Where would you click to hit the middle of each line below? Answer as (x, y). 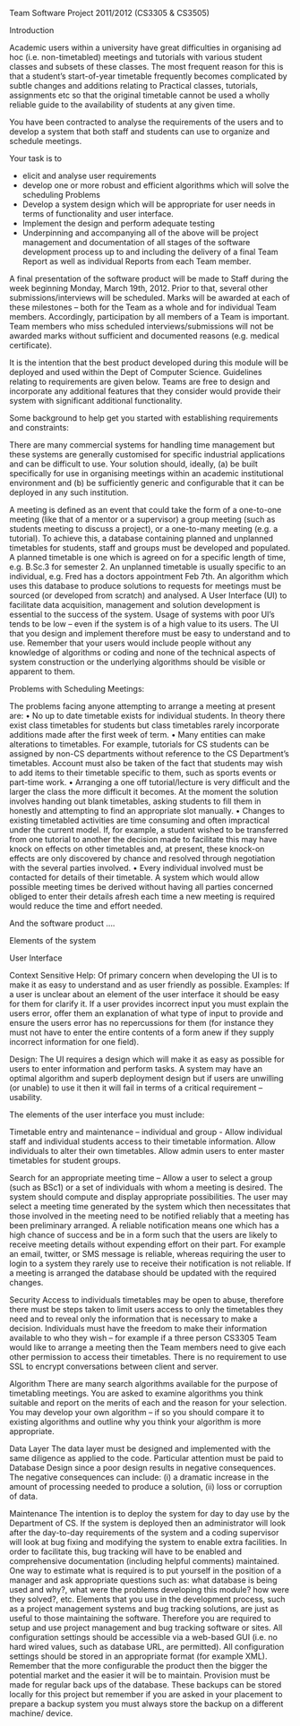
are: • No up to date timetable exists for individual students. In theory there (147, 716)
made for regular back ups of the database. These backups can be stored (146, 1685)
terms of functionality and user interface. (98, 214)
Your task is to (36, 158)
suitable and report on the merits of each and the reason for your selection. (148, 1403)
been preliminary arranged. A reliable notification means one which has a (144, 1225)
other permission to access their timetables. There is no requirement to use (148, 1357)
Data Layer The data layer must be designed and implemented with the (140, 1448)
